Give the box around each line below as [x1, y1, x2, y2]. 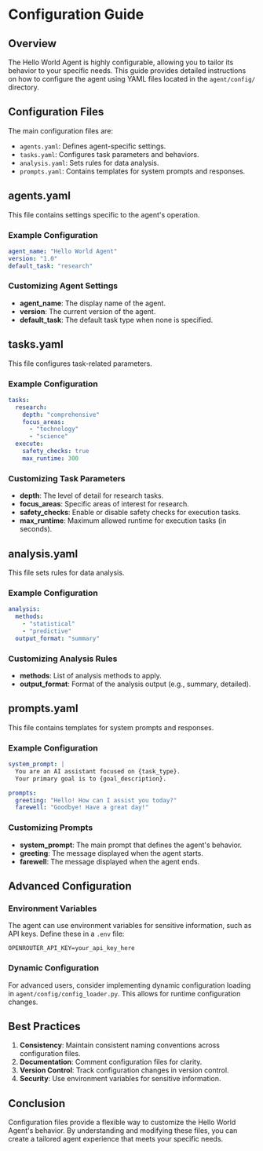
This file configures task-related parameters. [8, 359, 153, 368]
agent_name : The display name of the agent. [19, 298, 166, 308]
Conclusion [8, 1097, 66, 1110]
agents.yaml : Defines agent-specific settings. [19, 141, 166, 151]
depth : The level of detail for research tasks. [19, 491, 164, 500]
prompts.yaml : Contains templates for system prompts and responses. [19, 166, 246, 176]
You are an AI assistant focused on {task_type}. [15, 767, 181, 775]
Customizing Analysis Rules [8, 653, 118, 664]
